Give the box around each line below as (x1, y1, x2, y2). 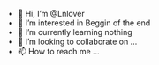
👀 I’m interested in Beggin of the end (17, 18, 151, 28)
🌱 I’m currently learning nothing (17, 27, 132, 37)
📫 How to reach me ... (17, 47, 100, 56)
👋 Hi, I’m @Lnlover (17, 9, 86, 18)
